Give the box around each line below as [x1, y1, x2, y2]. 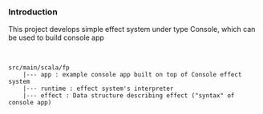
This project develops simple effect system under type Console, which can [8, 25, 256, 34]
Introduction [8, 6, 58, 18]
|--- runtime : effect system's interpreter [22, 85, 174, 93]
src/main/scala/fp [8, 64, 70, 72]
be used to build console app [8, 33, 104, 42]
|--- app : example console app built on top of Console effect [22, 71, 242, 79]
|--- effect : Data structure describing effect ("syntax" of [22, 92, 235, 100]
